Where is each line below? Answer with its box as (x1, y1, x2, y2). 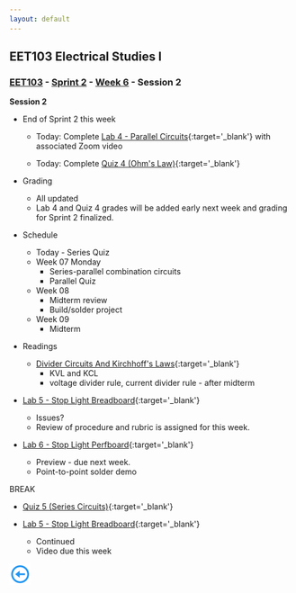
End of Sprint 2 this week (22, 113, 116, 125)
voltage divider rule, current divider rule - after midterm (49, 378, 255, 389)
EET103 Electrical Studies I (9, 49, 162, 65)
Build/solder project (49, 304, 123, 315)
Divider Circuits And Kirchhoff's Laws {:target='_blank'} (35, 358, 240, 369)
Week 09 (35, 314, 70, 325)
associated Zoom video (35, 140, 123, 152)
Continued (35, 536, 75, 547)
